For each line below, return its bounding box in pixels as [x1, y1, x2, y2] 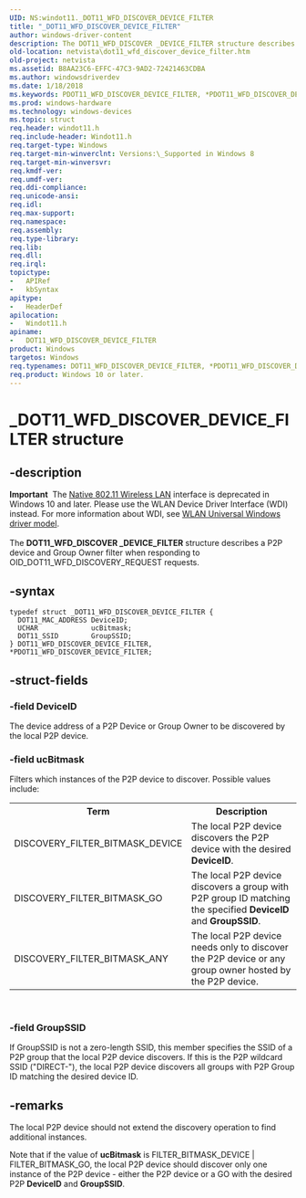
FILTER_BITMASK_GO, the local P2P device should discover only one [9, 1159, 268, 1170]
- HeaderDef [9, 302, 64, 311]
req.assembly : [9, 226, 64, 235]
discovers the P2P [190, 832, 270, 845]
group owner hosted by [190, 964, 291, 977]
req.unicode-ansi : [9, 192, 79, 201]
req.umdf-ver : [9, 174, 64, 184]
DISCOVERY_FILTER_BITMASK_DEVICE [14, 837, 183, 850]
